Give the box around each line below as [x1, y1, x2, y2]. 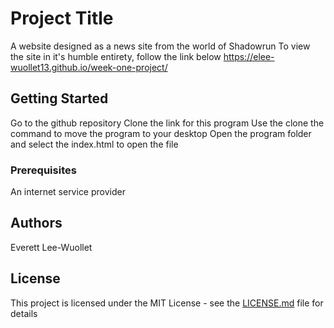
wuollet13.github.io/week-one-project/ [10, 61, 168, 73]
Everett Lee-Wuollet [10, 241, 93, 253]
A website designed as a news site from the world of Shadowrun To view [10, 40, 311, 52]
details [10, 307, 38, 319]
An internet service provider [10, 186, 126, 198]
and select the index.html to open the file [10, 138, 179, 150]
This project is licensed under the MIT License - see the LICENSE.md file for [10, 297, 324, 309]
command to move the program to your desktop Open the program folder [10, 127, 312, 139]
